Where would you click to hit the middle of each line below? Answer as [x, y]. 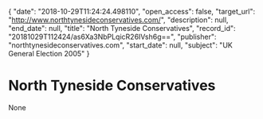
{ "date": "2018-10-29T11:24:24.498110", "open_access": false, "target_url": [132, 12]
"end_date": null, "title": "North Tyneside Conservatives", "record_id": [122, 28]
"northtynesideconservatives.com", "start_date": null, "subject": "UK [120, 45]
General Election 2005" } [49, 54]
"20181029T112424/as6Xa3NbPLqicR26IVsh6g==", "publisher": [112, 36]
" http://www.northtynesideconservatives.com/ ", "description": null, [118, 20]
